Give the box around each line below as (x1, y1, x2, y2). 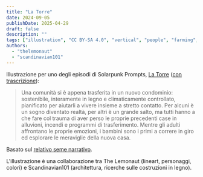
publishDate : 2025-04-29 (6, 20, 69, 26)
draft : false (6, 25, 39, 32)
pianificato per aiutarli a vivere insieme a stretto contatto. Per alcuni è (21, 101, 195, 109)
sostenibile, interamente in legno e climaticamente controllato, (21, 95, 176, 102)
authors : (6, 43, 28, 49)
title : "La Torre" (6, 8, 53, 15)
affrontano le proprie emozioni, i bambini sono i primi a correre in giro (21, 127, 195, 135)
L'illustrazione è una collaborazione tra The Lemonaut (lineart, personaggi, (6, 157, 192, 164)
